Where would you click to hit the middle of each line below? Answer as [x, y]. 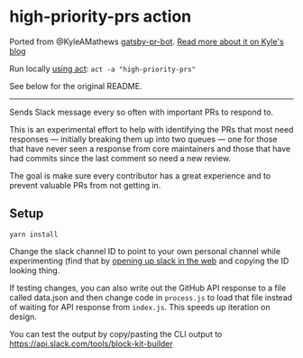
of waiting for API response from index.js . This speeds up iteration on [140, 307]
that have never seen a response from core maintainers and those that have [150, 148]
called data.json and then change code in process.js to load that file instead [151, 297]
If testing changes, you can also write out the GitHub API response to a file [148, 288]
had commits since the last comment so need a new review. [120, 158]
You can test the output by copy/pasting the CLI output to [116, 334]
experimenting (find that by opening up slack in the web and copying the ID [149, 261]
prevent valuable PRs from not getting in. [85, 185]
